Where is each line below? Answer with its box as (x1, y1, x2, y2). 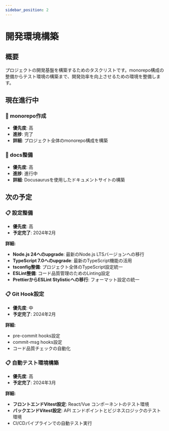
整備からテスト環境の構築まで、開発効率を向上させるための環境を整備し (5, 73, 156, 79)
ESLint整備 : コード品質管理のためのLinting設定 (12, 270, 110, 276)
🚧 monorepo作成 (5, 112, 47, 119)
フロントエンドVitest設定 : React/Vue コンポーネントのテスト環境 (12, 401, 149, 407)
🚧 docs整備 (5, 152, 33, 159)
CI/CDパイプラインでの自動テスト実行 (12, 420, 92, 426)
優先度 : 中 (12, 305, 33, 311)
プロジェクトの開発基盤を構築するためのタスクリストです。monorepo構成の (5, 67, 164, 73)
